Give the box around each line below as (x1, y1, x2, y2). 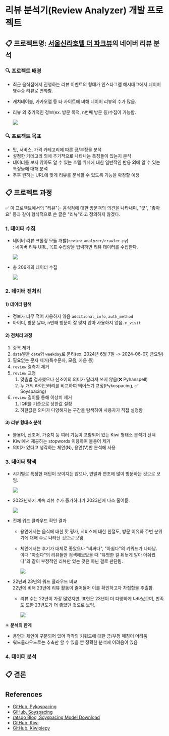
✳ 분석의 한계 (5, 622, 32, 629)
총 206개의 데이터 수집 (12, 264, 58, 270)
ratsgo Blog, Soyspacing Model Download (12, 714, 100, 720)
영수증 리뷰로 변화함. (12, 87, 53, 94)
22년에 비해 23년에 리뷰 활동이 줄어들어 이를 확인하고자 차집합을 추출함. (12, 585, 154, 591)
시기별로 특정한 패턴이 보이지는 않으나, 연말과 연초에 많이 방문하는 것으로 (12, 471, 155, 477)
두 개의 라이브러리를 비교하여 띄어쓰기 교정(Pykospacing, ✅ (20, 382, 139, 388)
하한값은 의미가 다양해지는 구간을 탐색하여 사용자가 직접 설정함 (20, 407, 143, 413)
